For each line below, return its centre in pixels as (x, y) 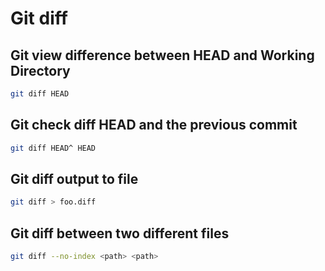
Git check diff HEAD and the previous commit (154, 125)
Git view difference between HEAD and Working (162, 55)
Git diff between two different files (120, 233)
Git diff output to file (74, 178)
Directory (40, 70)
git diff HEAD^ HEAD (53, 148)
